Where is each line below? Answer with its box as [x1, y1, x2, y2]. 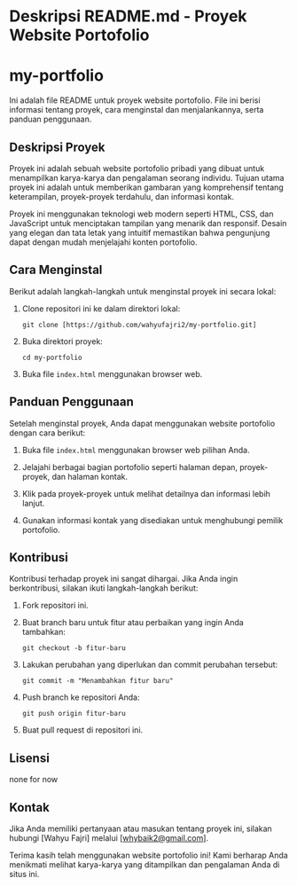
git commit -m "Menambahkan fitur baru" [21, 677, 174, 686]
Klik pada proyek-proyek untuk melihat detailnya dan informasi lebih [21, 488, 270, 498]
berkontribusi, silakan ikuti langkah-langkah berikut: [9, 583, 199, 593]
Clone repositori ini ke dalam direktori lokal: [21, 303, 181, 314]
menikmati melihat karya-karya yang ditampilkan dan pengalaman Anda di [9, 859, 280, 870]
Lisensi [9, 750, 51, 765]
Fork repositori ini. [21, 600, 89, 611]
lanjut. [21, 498, 45, 508]
